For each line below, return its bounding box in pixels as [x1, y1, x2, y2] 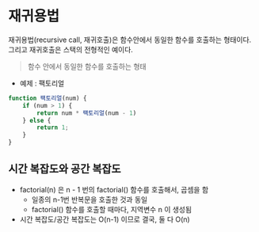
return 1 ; [36, 124, 69, 131]
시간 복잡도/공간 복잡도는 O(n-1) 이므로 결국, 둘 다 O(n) [19, 215, 190, 224]
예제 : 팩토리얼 [19, 78, 65, 88]
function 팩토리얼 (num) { [8, 94, 87, 102]
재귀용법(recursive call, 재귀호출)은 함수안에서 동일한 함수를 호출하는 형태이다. [8, 35, 252, 44]
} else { [22, 116, 51, 124]
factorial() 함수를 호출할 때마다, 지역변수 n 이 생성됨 [31, 204, 192, 214]
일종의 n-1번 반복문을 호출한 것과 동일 [31, 195, 148, 204]
